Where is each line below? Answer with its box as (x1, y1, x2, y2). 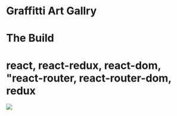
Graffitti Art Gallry (6, 4, 97, 18)
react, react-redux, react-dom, (6, 58, 162, 72)
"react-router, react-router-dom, (6, 71, 172, 84)
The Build (6, 32, 55, 45)
